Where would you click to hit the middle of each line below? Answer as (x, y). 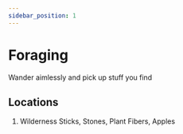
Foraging (39, 55)
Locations (33, 102)
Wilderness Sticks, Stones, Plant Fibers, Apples (97, 121)
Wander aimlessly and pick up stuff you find (80, 77)
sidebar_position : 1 (43, 16)
